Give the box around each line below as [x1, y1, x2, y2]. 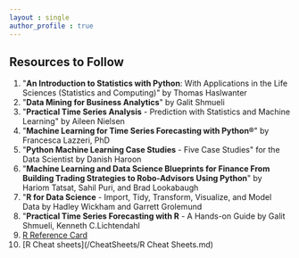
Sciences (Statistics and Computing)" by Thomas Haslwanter [21, 87, 247, 98]
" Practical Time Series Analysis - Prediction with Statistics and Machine [21, 106, 291, 117]
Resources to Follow [9, 54, 125, 70]
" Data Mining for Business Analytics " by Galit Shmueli [21, 97, 225, 108]
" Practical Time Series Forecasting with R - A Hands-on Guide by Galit [21, 211, 286, 221]
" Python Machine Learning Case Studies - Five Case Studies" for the [21, 145, 280, 155]
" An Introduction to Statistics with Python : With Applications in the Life [21, 78, 288, 89]
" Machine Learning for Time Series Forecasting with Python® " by [21, 126, 270, 137]
